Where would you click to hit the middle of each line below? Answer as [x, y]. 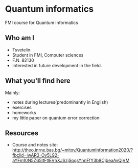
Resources [22, 133]
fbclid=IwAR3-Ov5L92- [36, 155]
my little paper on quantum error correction [56, 118]
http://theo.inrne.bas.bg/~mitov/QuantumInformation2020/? [72, 150]
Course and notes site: [35, 145]
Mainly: [12, 93]
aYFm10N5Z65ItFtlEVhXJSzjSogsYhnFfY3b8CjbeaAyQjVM [71, 161]
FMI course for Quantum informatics [42, 23]
